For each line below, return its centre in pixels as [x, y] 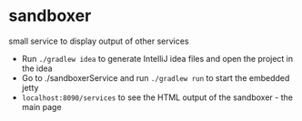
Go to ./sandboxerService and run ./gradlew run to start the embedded [156, 77]
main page [41, 106]
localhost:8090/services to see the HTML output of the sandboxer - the [157, 97]
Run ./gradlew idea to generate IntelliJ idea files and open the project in [157, 58]
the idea [37, 68]
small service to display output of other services [99, 41]
